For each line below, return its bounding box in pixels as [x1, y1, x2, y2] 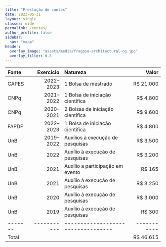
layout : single [5, 16, 37, 21]
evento [64, 169, 81, 176]
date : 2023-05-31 [5, 12, 41, 17]
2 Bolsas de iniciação [64, 106, 114, 113]
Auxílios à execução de [64, 134, 118, 141]
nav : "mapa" [9, 40, 35, 45]
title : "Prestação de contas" [5, 7, 68, 12]
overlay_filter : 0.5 [9, 53, 52, 58]
